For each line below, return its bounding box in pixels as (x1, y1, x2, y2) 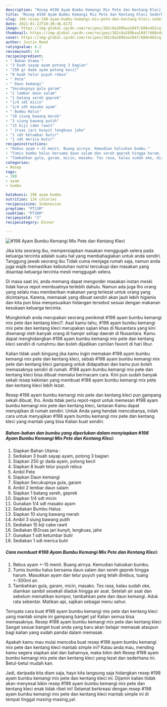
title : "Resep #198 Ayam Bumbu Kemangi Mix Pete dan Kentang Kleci (5, 12, 148, 17)
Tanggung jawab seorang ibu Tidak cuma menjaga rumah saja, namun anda (5, 258, 161, 264)
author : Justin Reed (5, 40, 49, 45)
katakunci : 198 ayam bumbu (5, 192, 61, 197)
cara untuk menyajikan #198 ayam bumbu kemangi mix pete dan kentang (5, 413, 155, 419)
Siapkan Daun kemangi (12, 474, 60, 480)
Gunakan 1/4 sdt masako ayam (12, 500, 76, 506)
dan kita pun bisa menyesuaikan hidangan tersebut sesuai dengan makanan (5, 300, 161, 305)
